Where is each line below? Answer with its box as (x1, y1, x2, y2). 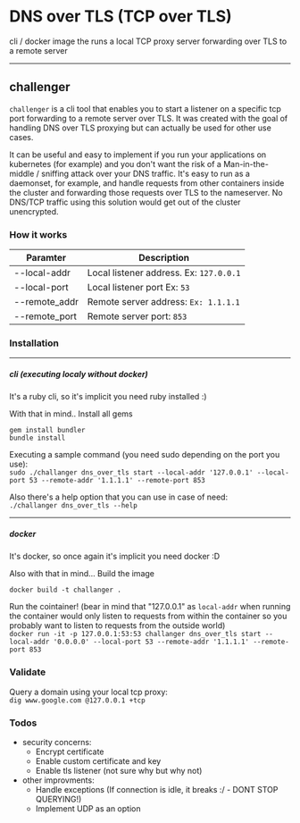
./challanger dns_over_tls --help (9, 501, 138, 510)
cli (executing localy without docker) (9, 368, 149, 379)
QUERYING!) (35, 794, 82, 804)
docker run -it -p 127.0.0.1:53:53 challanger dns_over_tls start (9, 630, 262, 639)
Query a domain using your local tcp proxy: (9, 686, 168, 697)
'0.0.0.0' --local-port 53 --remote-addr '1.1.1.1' (53, 637, 250, 647)
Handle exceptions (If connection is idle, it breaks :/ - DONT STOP (35, 784, 279, 794)
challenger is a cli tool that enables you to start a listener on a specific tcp (9, 103, 281, 113)
